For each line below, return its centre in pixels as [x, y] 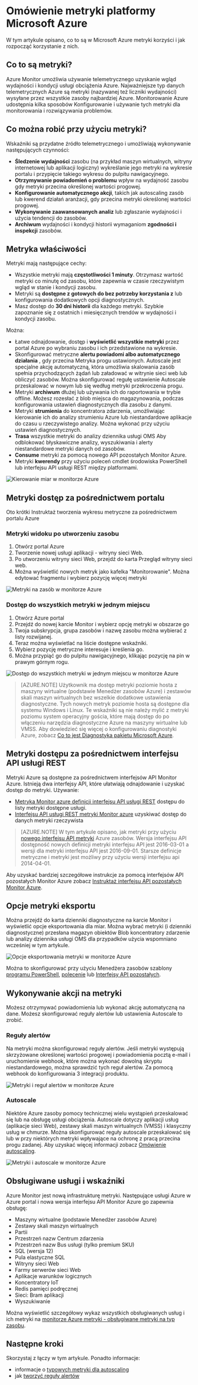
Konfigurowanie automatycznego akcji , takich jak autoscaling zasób [99, 193]
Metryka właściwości [46, 249]
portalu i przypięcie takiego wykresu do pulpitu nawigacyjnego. [92, 174]
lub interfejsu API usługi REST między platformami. [76, 468]
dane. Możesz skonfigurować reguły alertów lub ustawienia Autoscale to [95, 1014]
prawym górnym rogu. [42, 662]
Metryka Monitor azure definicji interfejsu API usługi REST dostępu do [100, 801]
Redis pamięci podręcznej [46, 1288]
